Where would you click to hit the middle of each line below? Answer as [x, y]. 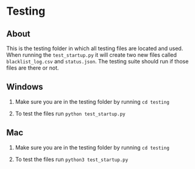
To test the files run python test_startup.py [70, 113]
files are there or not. [33, 68]
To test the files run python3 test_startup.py [72, 159]
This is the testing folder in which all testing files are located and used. [95, 48]
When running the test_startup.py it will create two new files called [92, 55]
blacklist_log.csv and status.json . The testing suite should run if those [97, 61]
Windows [25, 87]
